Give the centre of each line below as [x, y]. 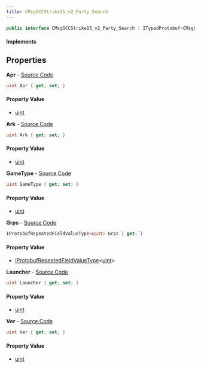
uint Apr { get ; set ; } [36, 85]
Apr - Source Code [30, 75]
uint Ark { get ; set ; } [36, 135]
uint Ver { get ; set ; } [36, 332]
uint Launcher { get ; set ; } [42, 283]
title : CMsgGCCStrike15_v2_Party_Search [57, 12]
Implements [22, 42]
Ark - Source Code [30, 124]
